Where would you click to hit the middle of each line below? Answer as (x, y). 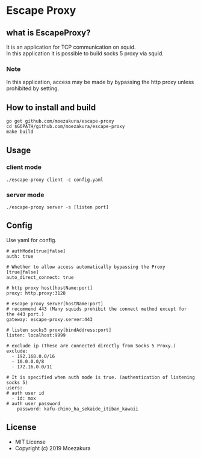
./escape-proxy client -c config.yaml (55, 180)
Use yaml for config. (32, 240)
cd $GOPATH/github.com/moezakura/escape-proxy (66, 127)
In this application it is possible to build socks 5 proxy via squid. (85, 53)
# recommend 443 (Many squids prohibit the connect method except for (97, 309)
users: (14, 388)
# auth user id (25, 393)
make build (20, 132)
